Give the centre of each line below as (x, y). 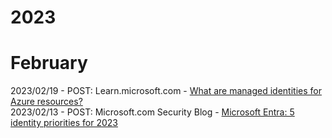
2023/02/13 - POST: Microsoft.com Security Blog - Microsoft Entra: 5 (152, 112)
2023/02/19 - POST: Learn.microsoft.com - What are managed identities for (166, 91)
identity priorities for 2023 (64, 123)
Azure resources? (46, 102)
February (49, 63)
